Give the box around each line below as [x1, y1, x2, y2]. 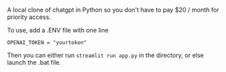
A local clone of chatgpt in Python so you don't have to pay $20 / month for [7, 6, 220, 14]
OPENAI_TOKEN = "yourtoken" [7, 39, 87, 46]
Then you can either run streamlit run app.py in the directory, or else [7, 51, 204, 59]
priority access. [7, 13, 51, 21]
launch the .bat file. [7, 58, 61, 67]
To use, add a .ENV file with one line [7, 26, 109, 34]
